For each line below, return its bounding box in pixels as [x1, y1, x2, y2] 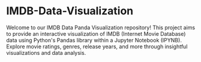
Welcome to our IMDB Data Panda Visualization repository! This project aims [6, 24, 196, 31]
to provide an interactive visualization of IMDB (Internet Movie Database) [6, 30, 186, 37]
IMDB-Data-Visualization [6, 4, 134, 18]
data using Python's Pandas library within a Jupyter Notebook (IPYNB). [6, 36, 182, 44]
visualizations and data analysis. [6, 49, 86, 56]
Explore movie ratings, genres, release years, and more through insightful [6, 43, 188, 50]
